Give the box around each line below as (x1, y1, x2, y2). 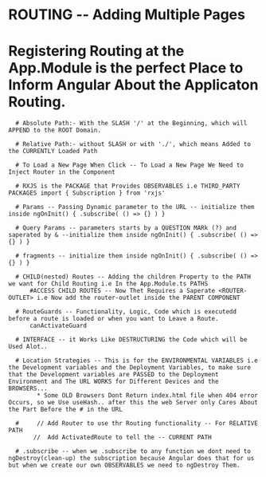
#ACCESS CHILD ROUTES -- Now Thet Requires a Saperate (29, 287, 216, 295)
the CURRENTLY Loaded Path (8, 148, 98, 156)
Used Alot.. (8, 343, 48, 351)
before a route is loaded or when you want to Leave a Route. (8, 315, 219, 323)
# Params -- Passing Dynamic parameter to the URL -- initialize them (15, 203, 255, 211)
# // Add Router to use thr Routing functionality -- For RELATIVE (15, 420, 259, 428)
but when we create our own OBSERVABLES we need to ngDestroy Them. (8, 461, 241, 470)
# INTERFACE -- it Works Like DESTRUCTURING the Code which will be (15, 336, 248, 344)
